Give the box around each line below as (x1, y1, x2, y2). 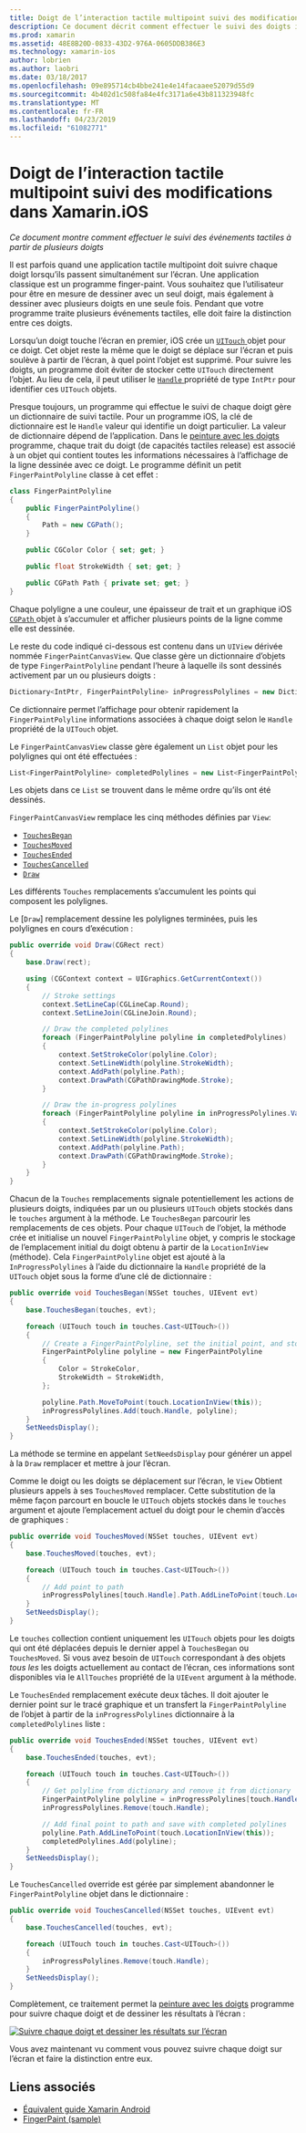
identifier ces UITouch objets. (9, 383, 117, 394)
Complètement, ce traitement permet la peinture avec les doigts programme (9, 1999, 295, 2010)
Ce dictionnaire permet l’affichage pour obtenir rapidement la (9, 703, 240, 714)
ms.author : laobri (9, 65, 79, 74)
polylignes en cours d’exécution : (9, 923, 134, 934)
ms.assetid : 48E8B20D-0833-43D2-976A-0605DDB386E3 (9, 38, 206, 48)
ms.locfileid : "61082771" (9, 124, 107, 133)
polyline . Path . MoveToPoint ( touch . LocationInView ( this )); (42, 1398, 262, 1407)
